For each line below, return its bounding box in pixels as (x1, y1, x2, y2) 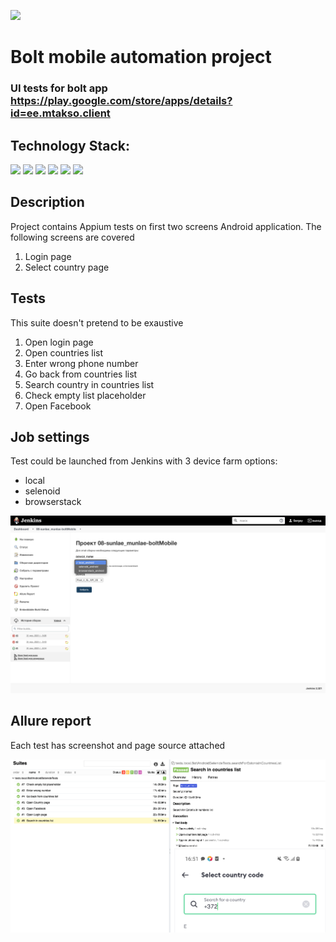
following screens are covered (10, 231, 135, 243)
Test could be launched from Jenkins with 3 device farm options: (10, 455, 278, 467)
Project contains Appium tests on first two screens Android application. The (10, 220, 322, 232)
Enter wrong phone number (24, 357, 139, 369)
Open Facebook (24, 400, 92, 412)
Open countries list (24, 346, 104, 359)
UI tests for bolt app (10, 81, 108, 95)
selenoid (24, 485, 61, 497)
